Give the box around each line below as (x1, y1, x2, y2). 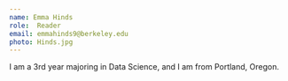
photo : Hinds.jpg (9, 37, 74, 47)
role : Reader (9, 21, 62, 30)
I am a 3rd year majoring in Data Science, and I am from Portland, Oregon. (9, 62, 279, 72)
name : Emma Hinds (9, 12, 74, 22)
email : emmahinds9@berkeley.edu (9, 29, 128, 38)
